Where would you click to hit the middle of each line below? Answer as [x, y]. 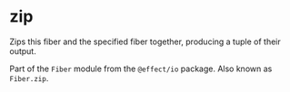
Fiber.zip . [29, 78]
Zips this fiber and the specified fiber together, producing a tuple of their [145, 41]
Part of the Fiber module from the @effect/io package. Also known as [141, 69]
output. [23, 51]
